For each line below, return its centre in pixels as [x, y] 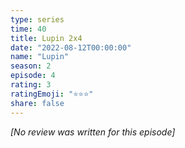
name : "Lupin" [40, 57]
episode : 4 [33, 76]
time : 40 [28, 29]
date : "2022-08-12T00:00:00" [71, 47]
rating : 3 [31, 85]
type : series [37, 19]
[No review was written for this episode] [93, 132]
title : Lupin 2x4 [46, 38]
